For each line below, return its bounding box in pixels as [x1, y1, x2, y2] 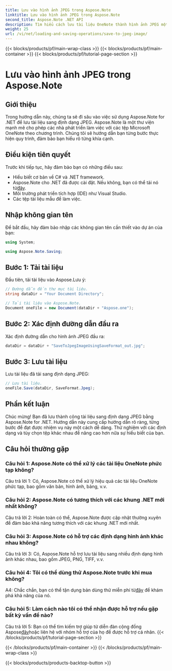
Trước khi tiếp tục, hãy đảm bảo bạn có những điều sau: [5, 164, 123, 170]
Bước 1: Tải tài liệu [5, 263, 63, 272]
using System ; [5, 240, 36, 245]
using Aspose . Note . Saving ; [5, 249, 63, 254]
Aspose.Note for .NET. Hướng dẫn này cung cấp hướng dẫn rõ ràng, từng [5, 419, 160, 425]
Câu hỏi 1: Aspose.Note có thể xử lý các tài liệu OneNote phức [5, 460, 162, 467]
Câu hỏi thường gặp [5, 445, 69, 453]
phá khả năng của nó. [5, 593, 51, 599]
